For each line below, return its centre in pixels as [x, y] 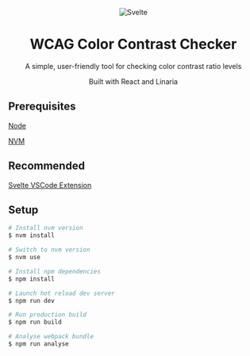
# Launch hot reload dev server [62, 293]
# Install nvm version [46, 228]
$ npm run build [35, 322]
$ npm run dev [32, 300]
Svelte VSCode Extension [50, 185]
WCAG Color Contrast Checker [133, 44]
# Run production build [48, 315]
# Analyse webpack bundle [51, 337]
